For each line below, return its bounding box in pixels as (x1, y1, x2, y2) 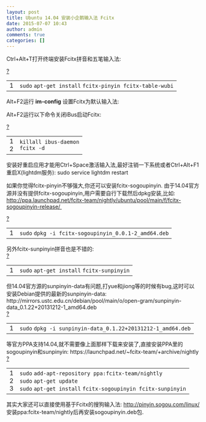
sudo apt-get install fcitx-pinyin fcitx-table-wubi (19, 82, 174, 89)
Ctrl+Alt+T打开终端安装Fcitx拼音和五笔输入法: (6, 55, 121, 62)
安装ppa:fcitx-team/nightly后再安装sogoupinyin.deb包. (6, 408, 144, 415)
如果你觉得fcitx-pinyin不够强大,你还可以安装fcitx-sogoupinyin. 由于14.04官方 (6, 182, 200, 189)
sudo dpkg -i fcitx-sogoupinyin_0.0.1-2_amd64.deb (19, 230, 169, 236)
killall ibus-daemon (19, 139, 80, 145)
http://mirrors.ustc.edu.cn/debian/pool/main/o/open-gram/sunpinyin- (6, 297, 182, 304)
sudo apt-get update (19, 378, 78, 385)
